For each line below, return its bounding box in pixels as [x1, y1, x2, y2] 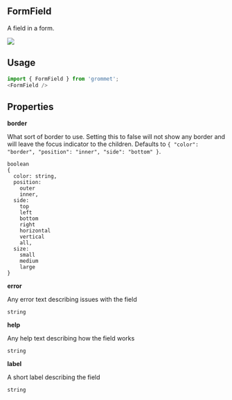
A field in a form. [7, 24, 55, 32]
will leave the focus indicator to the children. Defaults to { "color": [7, 140, 199, 148]
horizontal [19, 228, 51, 235]
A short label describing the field [7, 373, 100, 381]
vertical [19, 233, 45, 241]
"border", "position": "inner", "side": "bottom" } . [7, 147, 161, 156]
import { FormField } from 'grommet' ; [7, 75, 119, 82]
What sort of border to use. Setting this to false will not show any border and [7, 133, 226, 141]
